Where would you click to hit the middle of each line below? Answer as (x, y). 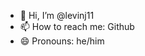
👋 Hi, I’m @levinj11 (57, 15)
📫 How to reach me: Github (77, 26)
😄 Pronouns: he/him (62, 41)
